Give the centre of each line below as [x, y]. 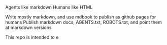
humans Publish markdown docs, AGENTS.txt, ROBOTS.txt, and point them [84, 22]
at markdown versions [28, 27]
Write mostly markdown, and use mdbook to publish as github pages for [81, 17]
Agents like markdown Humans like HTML [49, 7]
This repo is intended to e [32, 37]
